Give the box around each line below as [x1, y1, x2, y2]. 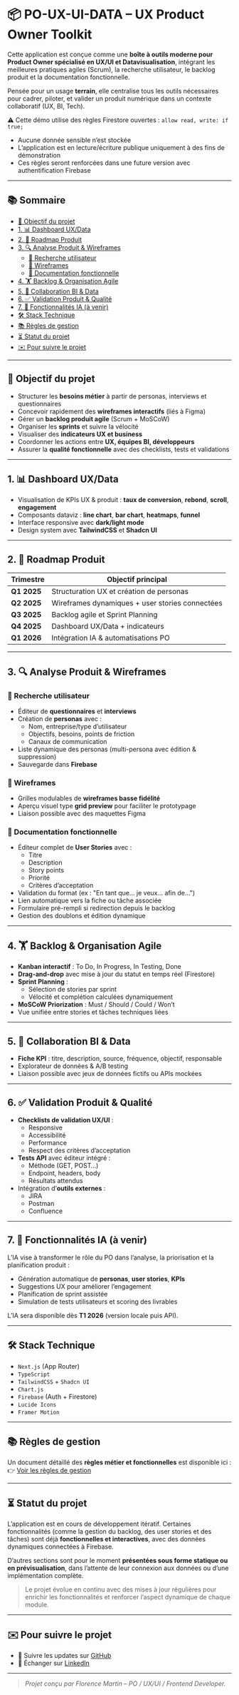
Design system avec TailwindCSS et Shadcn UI [17, 526, 158, 535]
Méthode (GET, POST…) [28, 1161, 99, 1170]
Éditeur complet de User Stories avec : [17, 843, 132, 852]
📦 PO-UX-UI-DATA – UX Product [7, 6, 205, 23]
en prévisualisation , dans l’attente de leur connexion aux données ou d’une [7, 1564, 229, 1572]
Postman [28, 1199, 55, 1207]
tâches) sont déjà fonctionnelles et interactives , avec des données [7, 1535, 206, 1544]
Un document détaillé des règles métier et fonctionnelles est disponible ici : [7, 1458, 232, 1467]
